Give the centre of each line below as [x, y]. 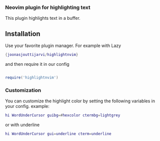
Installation [23, 34]
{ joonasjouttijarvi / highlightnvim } [42, 55]
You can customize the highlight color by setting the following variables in [80, 101]
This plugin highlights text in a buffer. [43, 18]
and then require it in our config [37, 64]
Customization [23, 90]
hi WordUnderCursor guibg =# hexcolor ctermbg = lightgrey [63, 115]
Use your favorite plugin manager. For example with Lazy [63, 46]
